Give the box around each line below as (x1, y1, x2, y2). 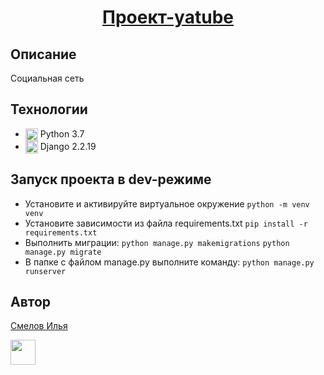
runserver (24, 266, 67, 276)
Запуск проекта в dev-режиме (10, 171, 212, 188)
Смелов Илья (10, 320, 68, 332)
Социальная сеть (10, 72, 85, 84)
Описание (10, 46, 77, 63)
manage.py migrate (24, 247, 102, 257)
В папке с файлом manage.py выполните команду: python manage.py (24, 256, 315, 268)
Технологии (10, 101, 88, 118)
